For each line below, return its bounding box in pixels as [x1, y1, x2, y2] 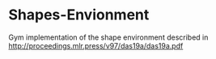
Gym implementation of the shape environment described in [8, 32, 209, 42]
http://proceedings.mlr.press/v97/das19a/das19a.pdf [8, 40, 184, 50]
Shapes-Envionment [8, 6, 150, 24]
